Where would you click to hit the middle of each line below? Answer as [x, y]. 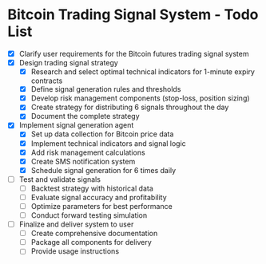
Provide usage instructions [75, 251]
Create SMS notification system [83, 161]
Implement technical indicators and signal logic [109, 143]
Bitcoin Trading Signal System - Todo [133, 15]
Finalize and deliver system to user [76, 224]
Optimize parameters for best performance [101, 206]
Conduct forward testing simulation [89, 215]
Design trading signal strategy [69, 63]
